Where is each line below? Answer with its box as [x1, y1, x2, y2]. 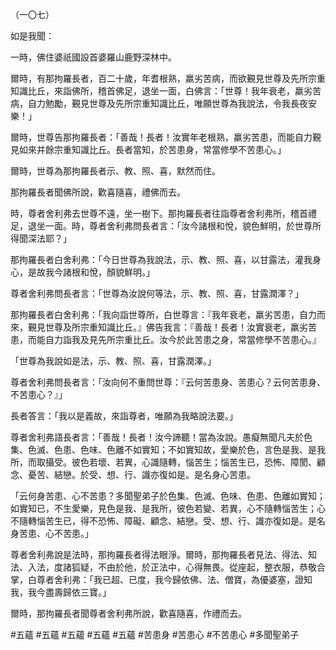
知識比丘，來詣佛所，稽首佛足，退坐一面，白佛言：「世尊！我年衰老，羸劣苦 [10, 85, 322, 97]
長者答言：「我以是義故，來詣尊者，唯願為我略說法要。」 [10, 410, 238, 422]
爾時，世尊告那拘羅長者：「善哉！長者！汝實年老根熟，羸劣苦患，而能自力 [10, 131, 313, 143]
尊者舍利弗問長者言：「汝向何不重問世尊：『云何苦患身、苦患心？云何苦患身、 [10, 376, 326, 388]
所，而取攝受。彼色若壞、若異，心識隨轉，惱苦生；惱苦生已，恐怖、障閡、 [10, 456, 317, 468]
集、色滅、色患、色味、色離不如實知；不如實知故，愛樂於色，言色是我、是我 [10, 444, 326, 455]
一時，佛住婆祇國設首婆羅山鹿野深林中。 [10, 51, 177, 63]
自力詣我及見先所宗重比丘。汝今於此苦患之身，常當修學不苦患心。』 [44, 334, 322, 345]
